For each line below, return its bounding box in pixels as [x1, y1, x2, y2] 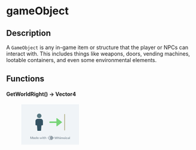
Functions [6, 74, 45, 84]
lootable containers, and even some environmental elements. [6, 57, 157, 63]
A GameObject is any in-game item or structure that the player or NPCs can [6, 44, 189, 51]
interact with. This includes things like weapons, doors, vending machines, [6, 50, 191, 57]
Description [6, 28, 51, 38]
